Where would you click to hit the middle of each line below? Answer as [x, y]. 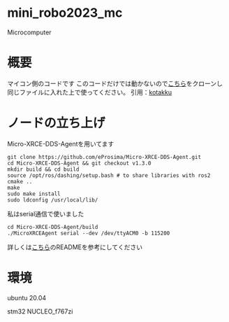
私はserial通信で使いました [46, 213]
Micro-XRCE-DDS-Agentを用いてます [61, 143]
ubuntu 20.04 [27, 297]
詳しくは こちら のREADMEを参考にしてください [75, 247]
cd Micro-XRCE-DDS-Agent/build [53, 227]
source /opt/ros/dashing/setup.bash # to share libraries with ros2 [109, 175]
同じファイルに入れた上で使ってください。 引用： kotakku [90, 92]
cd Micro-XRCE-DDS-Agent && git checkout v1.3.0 [79, 163]
